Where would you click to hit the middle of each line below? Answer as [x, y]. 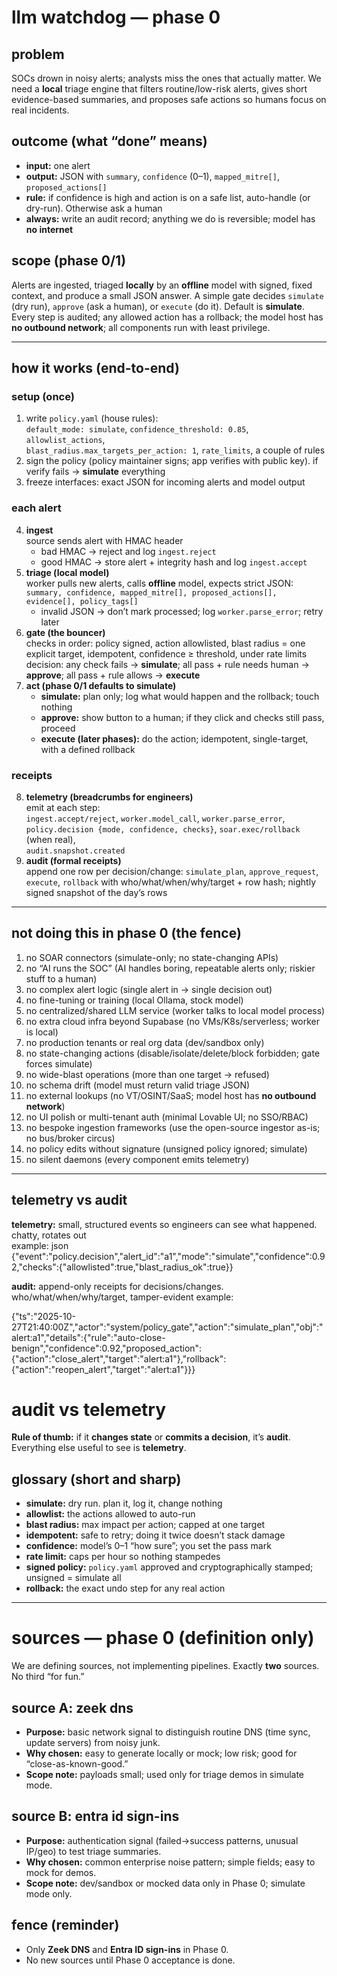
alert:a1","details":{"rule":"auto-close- [88, 1337]
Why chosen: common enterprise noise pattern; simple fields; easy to [170, 1862]
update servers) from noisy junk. [93, 1743]
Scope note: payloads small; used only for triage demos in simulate [165, 1775]
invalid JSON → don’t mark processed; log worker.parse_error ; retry [182, 611]
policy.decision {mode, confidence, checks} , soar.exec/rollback [163, 828]
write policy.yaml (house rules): [92, 418]
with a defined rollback [88, 749]
